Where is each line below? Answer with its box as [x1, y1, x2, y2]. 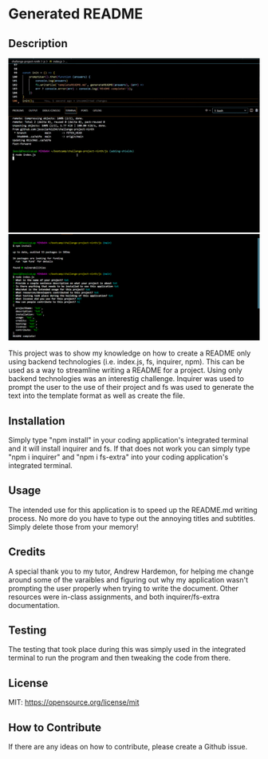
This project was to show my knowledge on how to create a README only [8, 348, 251, 358]
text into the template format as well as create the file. [8, 391, 185, 400]
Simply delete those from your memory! [8, 522, 139, 531]
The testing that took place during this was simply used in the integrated [8, 645, 246, 654]
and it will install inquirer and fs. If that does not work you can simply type [8, 444, 250, 454]
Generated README [8, 5, 144, 23]
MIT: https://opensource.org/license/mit [8, 697, 140, 707]
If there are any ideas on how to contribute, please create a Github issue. [8, 742, 248, 752]
